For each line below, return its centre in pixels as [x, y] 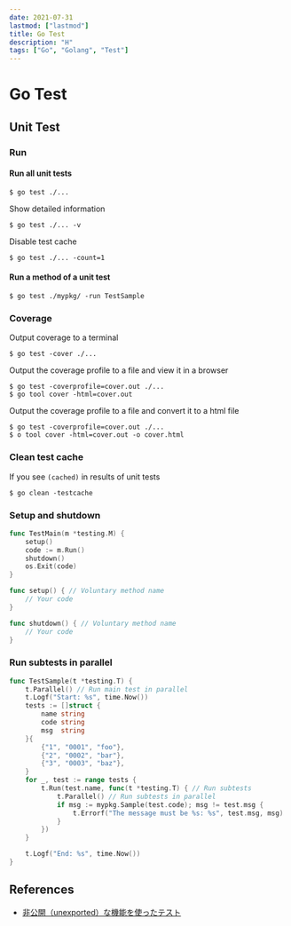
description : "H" [41, 42]
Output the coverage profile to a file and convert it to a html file [124, 411]
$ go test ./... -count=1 [57, 257]
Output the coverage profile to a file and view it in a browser [119, 370]
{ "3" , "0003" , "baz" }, [83, 764]
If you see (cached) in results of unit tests [85, 477]
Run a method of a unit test [60, 277]
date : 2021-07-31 [41, 17]
